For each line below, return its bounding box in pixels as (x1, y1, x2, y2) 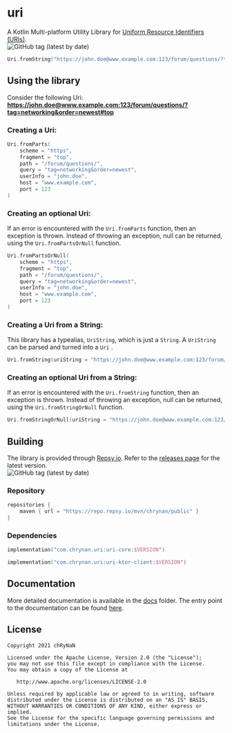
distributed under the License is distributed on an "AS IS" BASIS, (7, 696, 209, 703)
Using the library (7, 75, 81, 87)
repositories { (7, 502, 51, 508)
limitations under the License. (7, 721, 100, 727)
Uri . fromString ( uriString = (7, 356, 88, 363)
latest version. (7, 461, 48, 470)
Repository (7, 486, 45, 495)
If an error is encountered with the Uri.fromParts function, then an (7, 225, 196, 233)
